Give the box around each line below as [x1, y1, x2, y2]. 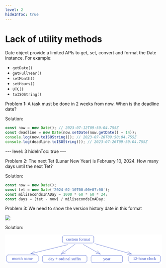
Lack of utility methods [5, 33, 102, 45]
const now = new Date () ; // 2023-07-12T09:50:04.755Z [5, 126, 119, 131]
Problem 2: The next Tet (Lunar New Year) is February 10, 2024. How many [5, 158, 159, 164]
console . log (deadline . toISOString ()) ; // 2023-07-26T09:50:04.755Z [5, 139, 148, 144]
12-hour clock [133, 256, 157, 262]
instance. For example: [5, 55, 52, 61]
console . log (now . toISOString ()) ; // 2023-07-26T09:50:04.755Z [5, 135, 137, 140]
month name [12, 256, 33, 261]
